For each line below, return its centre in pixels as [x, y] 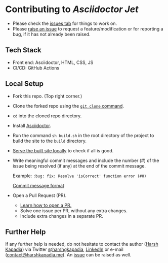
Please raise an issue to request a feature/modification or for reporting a [88, 28]
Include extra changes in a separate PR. [62, 216]
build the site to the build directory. [50, 141]
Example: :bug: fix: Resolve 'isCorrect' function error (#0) [79, 176]
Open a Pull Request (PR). [39, 195]
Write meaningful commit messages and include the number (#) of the [86, 160]
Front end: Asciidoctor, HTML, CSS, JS [53, 62]
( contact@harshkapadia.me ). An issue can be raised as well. [68, 255]
